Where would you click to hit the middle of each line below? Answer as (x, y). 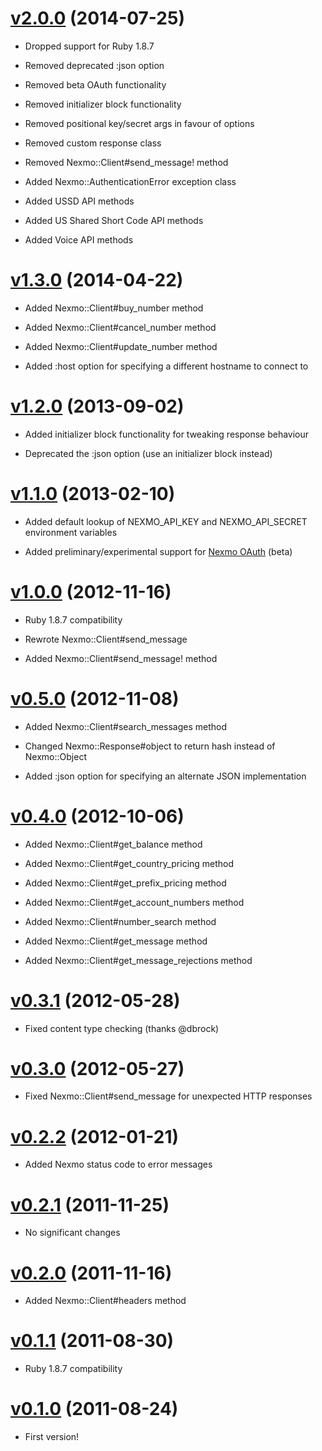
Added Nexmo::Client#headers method (105, 1301)
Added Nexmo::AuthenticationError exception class (130, 181)
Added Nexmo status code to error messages (118, 1164)
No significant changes (72, 1233)
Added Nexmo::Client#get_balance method (113, 844)
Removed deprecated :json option (94, 65)
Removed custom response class (93, 143)
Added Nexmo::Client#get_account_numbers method (134, 902)
